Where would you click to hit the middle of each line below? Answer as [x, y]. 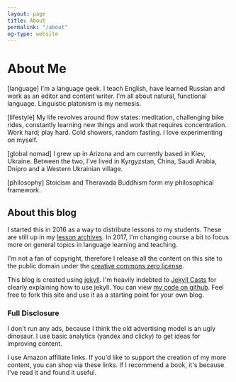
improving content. [35, 344]
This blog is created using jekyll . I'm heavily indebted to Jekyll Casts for [112, 280]
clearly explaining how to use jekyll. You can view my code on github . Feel [116, 287]
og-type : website [33, 34]
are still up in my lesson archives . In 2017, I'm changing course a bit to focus [118, 237]
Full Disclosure [33, 313]
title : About [27, 21]
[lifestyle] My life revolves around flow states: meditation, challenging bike [116, 117]
